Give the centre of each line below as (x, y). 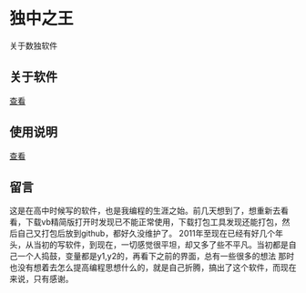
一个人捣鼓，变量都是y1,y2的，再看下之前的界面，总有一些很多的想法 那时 (155, 257)
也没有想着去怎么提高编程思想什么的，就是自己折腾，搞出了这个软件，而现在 (153, 268)
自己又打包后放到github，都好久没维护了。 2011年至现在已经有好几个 (146, 234)
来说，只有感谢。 (41, 279)
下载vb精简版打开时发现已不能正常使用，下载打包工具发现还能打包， (153, 222)
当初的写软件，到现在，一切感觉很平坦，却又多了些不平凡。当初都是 (161, 245)
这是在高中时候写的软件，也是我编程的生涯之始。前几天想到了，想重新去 (145, 211)
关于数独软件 (33, 45)
